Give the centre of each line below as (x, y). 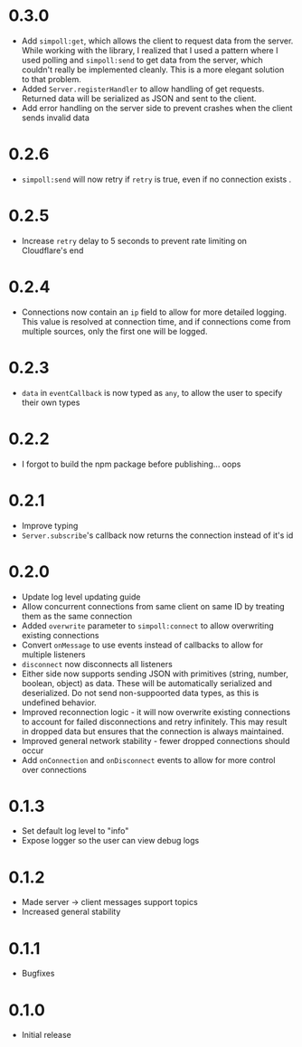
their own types (51, 402)
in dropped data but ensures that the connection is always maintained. (152, 731)
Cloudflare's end (52, 250)
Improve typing (50, 525)
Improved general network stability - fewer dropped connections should (156, 740)
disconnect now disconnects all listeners (97, 664)
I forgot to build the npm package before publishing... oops (131, 464)
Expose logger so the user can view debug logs (110, 841)
